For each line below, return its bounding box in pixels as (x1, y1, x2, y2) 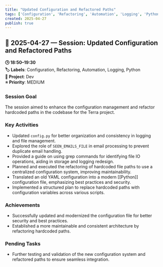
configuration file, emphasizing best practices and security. (12, 179, 131, 185)
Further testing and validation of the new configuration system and (12, 251, 146, 257)
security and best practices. (12, 217, 68, 224)
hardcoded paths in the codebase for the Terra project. (5, 109, 115, 115)
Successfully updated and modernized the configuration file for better (12, 213, 152, 218)
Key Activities (5, 122, 39, 128)
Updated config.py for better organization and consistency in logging (12, 132, 151, 139)
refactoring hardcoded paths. (12, 228, 71, 234)
